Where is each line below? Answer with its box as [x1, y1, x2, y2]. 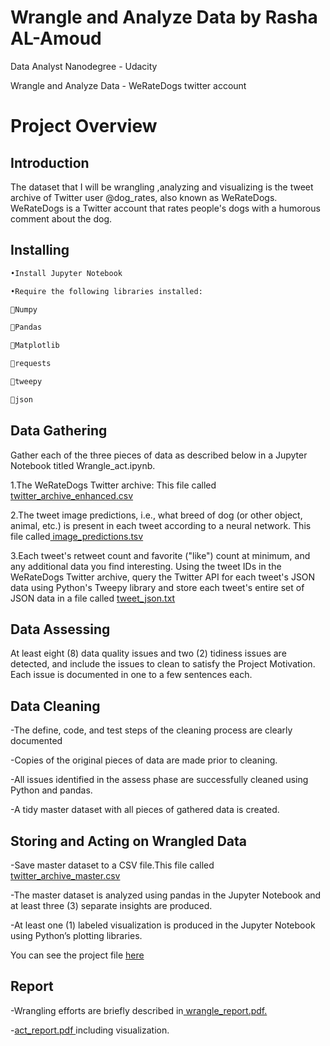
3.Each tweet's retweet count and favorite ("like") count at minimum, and [10, 549, 311, 561]
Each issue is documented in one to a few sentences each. [10, 669, 253, 681]
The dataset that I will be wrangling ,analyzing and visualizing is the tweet [10, 181, 314, 193]
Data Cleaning [10, 697, 101, 715]
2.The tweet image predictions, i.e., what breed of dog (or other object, [10, 509, 303, 521]
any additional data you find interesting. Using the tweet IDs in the [10, 560, 282, 572]
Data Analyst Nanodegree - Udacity [10, 60, 158, 72]
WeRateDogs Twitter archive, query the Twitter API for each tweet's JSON [10, 571, 316, 583]
